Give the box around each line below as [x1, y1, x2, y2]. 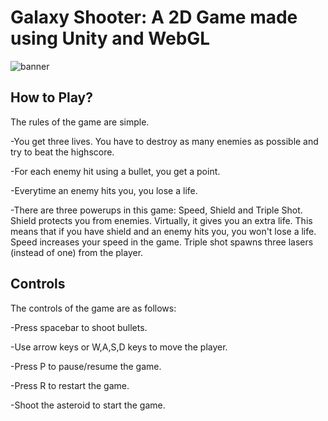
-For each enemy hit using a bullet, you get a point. [10, 165, 221, 177]
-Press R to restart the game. [10, 379, 130, 391]
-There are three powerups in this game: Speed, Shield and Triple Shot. [10, 204, 303, 216]
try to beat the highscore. [10, 146, 115, 158]
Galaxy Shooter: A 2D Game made [10, 6, 298, 29]
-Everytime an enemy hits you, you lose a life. [10, 184, 198, 196]
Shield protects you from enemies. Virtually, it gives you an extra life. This [10, 214, 313, 226]
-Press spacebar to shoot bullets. [10, 321, 148, 333]
